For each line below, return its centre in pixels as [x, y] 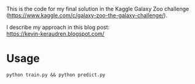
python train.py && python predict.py [56, 75]
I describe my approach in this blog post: [58, 27]
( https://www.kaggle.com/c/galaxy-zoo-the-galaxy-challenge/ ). [87, 15]
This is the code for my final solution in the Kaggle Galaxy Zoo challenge [98, 9]
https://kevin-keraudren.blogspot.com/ [55, 34]
